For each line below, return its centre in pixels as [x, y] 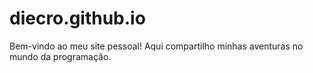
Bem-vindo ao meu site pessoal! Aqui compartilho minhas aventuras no [156, 46]
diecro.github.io [77, 18]
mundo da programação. [60, 56]
